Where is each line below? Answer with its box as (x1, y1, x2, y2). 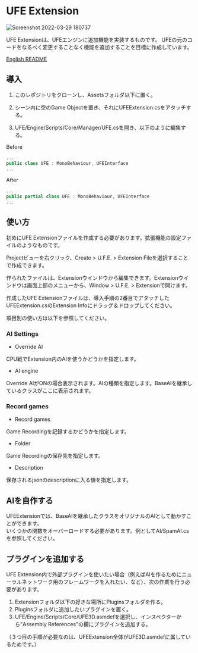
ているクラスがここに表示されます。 (6, 387, 94, 394)
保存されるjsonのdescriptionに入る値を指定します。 (6, 476, 132, 483)
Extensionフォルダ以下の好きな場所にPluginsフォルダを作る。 (14, 598, 166, 605)
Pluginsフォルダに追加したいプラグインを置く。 (14, 606, 132, 613)
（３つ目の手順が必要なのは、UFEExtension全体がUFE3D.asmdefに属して (6, 633, 186, 640)
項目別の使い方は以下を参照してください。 (6, 314, 110, 321)
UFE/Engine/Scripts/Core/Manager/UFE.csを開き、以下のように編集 (14, 124, 181, 131)
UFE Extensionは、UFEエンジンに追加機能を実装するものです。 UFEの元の (6, 36, 188, 43)
